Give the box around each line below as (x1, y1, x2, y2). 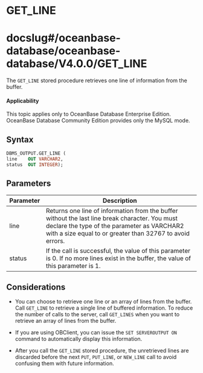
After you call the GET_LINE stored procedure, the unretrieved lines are (14, 347, 189, 354)
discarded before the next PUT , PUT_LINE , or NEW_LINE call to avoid (14, 354, 177, 361)
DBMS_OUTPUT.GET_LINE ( (6, 150, 66, 157)
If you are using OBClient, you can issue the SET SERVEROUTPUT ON (14, 329, 177, 336)
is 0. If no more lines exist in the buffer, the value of (45, 254, 192, 263)
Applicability (6, 97, 39, 104)
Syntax (6, 134, 34, 145)
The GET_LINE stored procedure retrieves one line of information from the (6, 77, 187, 84)
